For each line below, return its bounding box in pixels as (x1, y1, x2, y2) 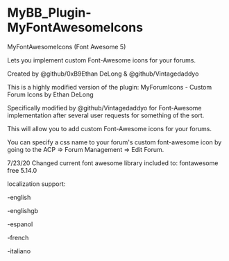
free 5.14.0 (7, 166, 37, 174)
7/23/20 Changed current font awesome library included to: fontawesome (7, 158, 219, 167)
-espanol (7, 220, 33, 228)
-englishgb (7, 206, 39, 214)
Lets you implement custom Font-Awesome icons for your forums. (7, 56, 196, 64)
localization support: (7, 179, 66, 188)
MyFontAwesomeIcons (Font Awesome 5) (7, 42, 126, 51)
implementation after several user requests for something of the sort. (7, 111, 205, 119)
